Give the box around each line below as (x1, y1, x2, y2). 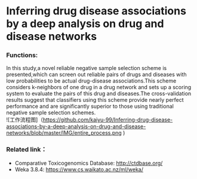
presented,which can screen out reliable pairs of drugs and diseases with (6, 71, 187, 78)
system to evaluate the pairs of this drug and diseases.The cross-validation (6, 90, 192, 97)
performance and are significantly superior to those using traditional (6, 103, 174, 110)
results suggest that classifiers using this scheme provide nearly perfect (6, 96, 184, 104)
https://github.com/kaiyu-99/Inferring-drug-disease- (42, 116, 173, 123)
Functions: (6, 51, 38, 59)
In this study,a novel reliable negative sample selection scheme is (6, 65, 167, 72)
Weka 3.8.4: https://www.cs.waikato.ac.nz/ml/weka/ (14, 166, 144, 173)
